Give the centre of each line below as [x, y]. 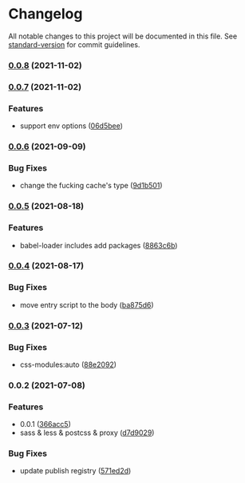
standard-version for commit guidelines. [74, 44]
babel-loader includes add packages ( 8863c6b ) [99, 245]
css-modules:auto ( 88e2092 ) [68, 364]
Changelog [45, 14]
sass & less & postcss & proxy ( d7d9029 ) [87, 433]
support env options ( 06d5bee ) [71, 126]
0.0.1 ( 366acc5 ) [45, 425]
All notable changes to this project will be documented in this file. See [123, 36]
